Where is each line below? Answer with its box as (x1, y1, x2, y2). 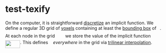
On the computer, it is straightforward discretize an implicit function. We (5, 20, 154, 26)
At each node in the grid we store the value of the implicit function (5, 33, 151, 39)
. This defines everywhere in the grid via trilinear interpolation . (20, 40, 152, 46)
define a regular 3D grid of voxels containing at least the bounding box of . (5, 25, 161, 31)
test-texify (5, 3, 51, 15)
